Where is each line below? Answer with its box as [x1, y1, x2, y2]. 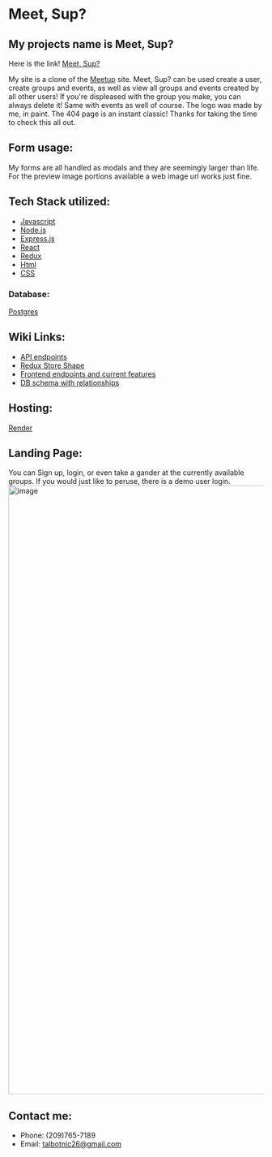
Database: [8, 288, 50, 300]
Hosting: [8, 401, 53, 415]
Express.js [19, 233, 55, 244]
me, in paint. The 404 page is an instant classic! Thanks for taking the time [8, 109, 257, 119]
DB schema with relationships [19, 378, 120, 387]
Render [8, 423, 33, 433]
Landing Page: [8, 446, 83, 460]
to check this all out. [8, 118, 76, 127]
